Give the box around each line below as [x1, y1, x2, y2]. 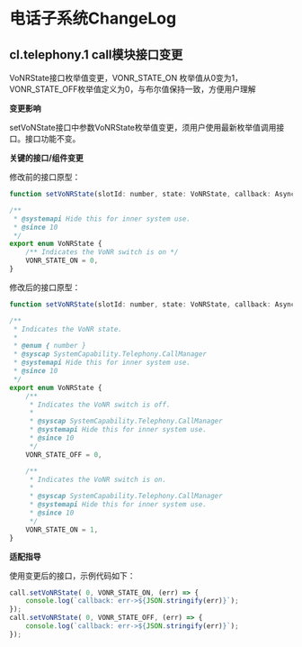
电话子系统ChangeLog [9, 8, 177, 29]
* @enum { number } [13, 342, 87, 351]
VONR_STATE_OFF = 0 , [25, 450, 102, 460]
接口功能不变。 [24, 133, 81, 144]
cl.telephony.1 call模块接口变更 [9, 47, 183, 62]
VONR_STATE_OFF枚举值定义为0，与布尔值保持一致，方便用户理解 [9, 84, 256, 95]
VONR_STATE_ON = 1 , [25, 524, 99, 534]
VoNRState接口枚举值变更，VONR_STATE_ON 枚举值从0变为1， [9, 73, 244, 83]
